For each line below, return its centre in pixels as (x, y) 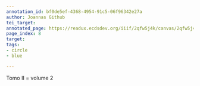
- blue (14, 56)
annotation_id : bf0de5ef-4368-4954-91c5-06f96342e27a (74, 12)
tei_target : (21, 23)
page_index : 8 (24, 34)
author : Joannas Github (36, 17)
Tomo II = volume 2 (30, 78)
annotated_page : (26, 28)
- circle (17, 50)
